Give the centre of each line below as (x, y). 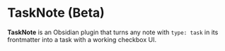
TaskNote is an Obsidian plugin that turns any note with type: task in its (113, 32)
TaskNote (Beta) (56, 13)
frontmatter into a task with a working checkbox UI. (82, 39)
